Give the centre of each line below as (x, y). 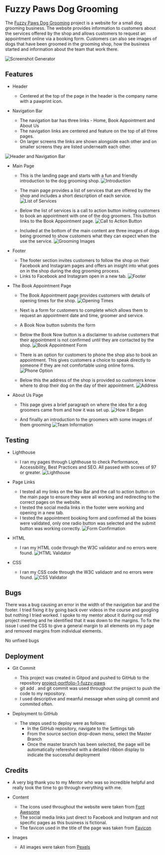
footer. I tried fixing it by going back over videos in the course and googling (82, 610)
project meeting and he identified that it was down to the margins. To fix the (82, 621)
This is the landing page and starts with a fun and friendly (79, 175)
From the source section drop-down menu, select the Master (89, 734)
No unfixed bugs (22, 641)
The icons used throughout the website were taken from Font (82, 807)
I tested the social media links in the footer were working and (82, 507)
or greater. (30, 472)
